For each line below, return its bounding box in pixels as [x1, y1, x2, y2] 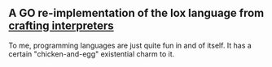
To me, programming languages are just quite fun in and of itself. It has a [8, 40, 252, 50]
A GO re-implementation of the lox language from [8, 6, 265, 20]
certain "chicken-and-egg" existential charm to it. [8, 48, 175, 59]
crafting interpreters [8, 19, 114, 33]
